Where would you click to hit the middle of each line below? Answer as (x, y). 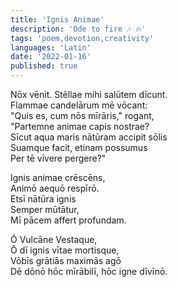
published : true (44, 66)
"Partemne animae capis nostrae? (80, 126)
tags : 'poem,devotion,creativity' (82, 38)
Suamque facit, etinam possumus (79, 147)
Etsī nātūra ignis (43, 199)
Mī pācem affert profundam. (68, 220)
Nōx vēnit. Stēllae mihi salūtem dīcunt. (89, 94)
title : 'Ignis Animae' (57, 19)
